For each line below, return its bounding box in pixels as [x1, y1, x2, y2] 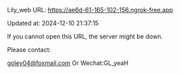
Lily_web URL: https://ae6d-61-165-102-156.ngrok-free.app [7, 6, 173, 14]
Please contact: [7, 46, 51, 53]
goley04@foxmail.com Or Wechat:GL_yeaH [7, 59, 129, 67]
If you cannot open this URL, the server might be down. [7, 32, 163, 40]
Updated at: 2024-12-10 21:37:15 [7, 19, 99, 27]
